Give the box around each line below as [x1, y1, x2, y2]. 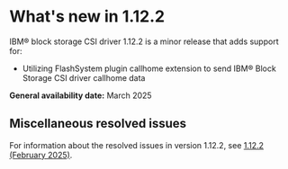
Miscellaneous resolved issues [9, 116, 187, 131]
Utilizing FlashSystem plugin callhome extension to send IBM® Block [22, 63, 276, 74]
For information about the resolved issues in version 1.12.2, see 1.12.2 [9, 139, 264, 150]
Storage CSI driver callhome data [22, 72, 146, 83]
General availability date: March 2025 [9, 90, 152, 101]
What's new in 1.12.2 [9, 6, 165, 27]
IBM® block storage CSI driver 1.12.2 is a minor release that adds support [9, 36, 279, 47]
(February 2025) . [9, 149, 73, 160]
